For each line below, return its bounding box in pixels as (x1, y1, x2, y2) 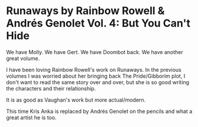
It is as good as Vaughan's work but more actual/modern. (6, 96, 146, 103)
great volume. (6, 55, 40, 62)
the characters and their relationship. (6, 85, 96, 92)
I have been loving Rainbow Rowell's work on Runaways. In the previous (6, 66, 182, 73)
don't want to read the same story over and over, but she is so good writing (6, 78, 190, 86)
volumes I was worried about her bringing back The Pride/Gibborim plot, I (6, 72, 186, 79)
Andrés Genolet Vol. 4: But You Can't (6, 16, 191, 30)
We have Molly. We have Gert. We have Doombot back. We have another (6, 48, 183, 55)
